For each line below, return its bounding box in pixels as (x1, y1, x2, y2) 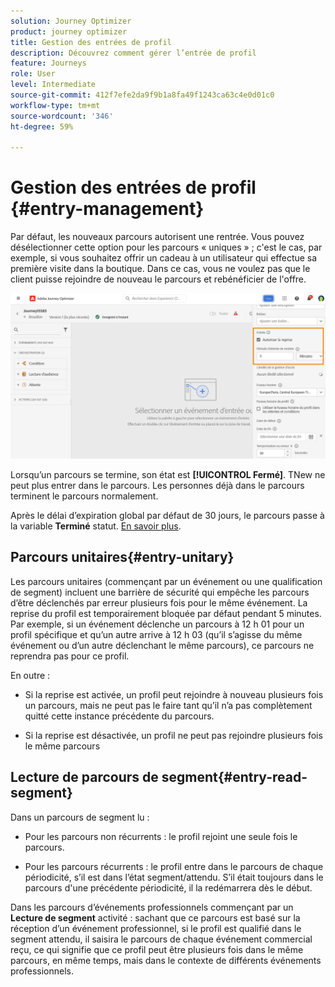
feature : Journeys (10, 58, 87, 69)
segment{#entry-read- (161, 769, 308, 786)
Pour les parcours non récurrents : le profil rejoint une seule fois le (24, 830, 298, 842)
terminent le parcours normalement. (10, 490, 159, 502)
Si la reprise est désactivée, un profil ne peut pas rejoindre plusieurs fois (24, 729, 323, 741)
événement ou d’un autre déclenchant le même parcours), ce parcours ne (10, 639, 315, 651)
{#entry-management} (10, 198, 205, 220)
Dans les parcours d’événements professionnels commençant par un (10, 901, 294, 913)
